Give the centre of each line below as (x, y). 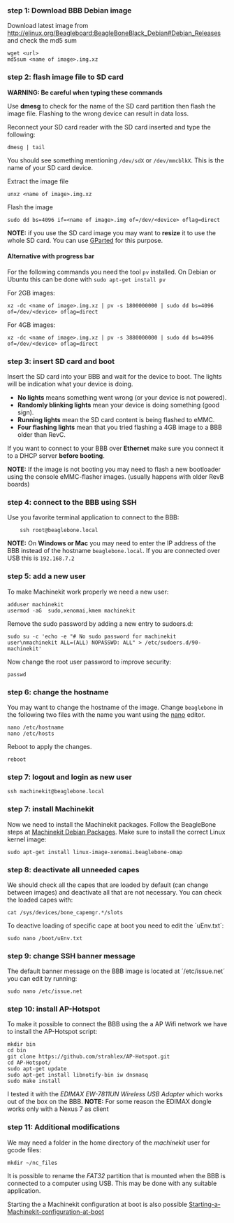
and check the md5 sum (42, 41)
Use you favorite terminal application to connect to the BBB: (93, 517)
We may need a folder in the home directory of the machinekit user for (109, 1142)
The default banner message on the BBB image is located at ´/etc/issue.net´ (116, 971)
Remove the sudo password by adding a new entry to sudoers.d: (100, 623)
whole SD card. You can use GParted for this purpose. (85, 240)
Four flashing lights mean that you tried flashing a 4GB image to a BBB (119, 427)
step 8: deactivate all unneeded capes (73, 869)
